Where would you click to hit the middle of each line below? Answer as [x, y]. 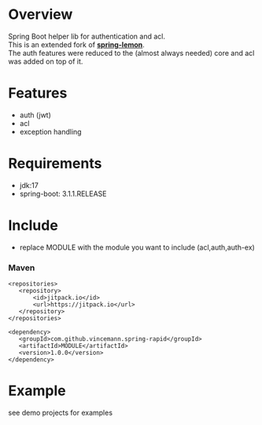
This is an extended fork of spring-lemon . [77, 44]
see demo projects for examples [60, 412]
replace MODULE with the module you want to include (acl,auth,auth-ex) [137, 247]
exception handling [50, 131]
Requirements [55, 164]
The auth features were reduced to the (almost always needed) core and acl [131, 53]
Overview [41, 15]
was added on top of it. [46, 61]
